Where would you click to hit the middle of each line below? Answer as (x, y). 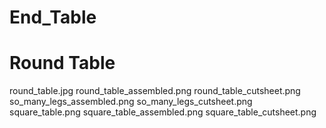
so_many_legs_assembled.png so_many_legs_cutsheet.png (131, 102)
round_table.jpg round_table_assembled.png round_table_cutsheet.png (155, 91)
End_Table (53, 17)
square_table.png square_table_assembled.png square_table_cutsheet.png (163, 112)
